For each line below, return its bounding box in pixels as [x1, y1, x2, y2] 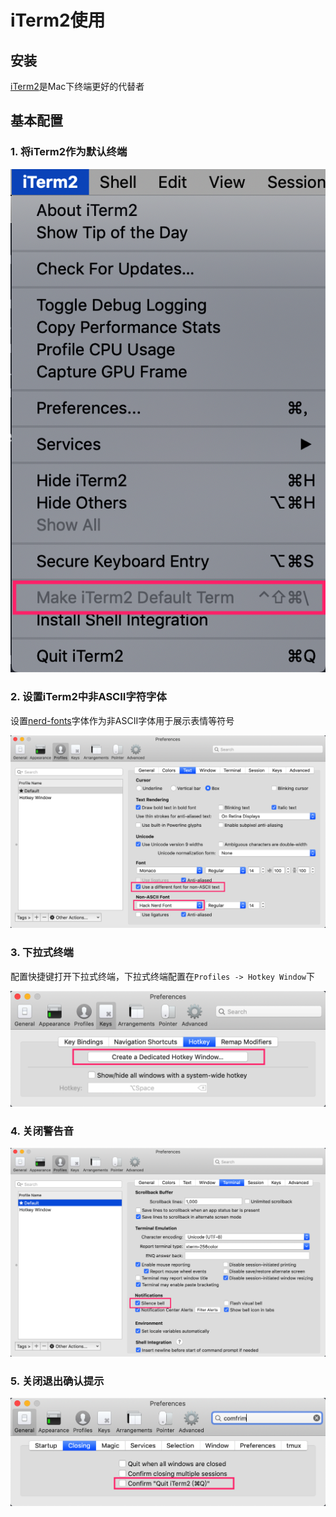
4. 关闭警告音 [10, 1124, 75, 1138]
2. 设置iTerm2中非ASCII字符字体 [10, 690, 167, 704]
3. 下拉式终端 [10, 946, 74, 960]
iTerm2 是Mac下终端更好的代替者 [10, 81, 145, 92]
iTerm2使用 [10, 9, 106, 32]
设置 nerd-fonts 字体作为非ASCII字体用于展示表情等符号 [10, 714, 235, 726]
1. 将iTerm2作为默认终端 [10, 145, 128, 159]
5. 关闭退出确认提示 [10, 1374, 105, 1388]
